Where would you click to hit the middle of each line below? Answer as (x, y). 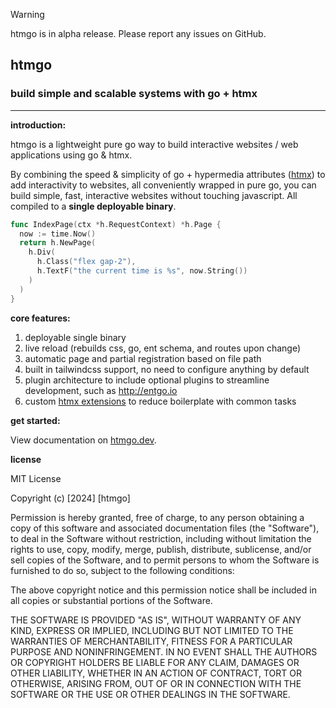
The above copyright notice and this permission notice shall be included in (163, 590)
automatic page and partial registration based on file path (143, 358)
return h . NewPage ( (58, 243)
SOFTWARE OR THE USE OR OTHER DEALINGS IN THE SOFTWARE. (150, 694)
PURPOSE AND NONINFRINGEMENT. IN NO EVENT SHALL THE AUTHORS (164, 651)
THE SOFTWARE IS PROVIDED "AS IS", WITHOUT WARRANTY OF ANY (156, 620)
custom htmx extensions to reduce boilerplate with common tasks (160, 401)
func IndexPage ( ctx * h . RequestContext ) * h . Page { (116, 224)
